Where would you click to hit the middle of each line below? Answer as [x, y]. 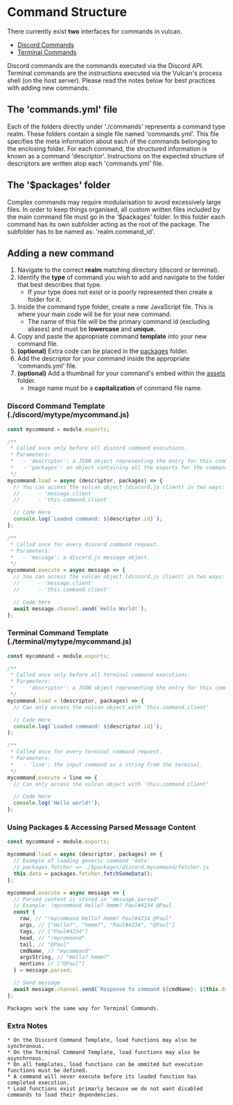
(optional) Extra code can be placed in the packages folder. [103, 351]
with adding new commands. [49, 88]
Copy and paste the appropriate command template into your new [112, 336]
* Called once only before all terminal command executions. [100, 675]
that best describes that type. [59, 285]
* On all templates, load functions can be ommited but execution [105, 1064]
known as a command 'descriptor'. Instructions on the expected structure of [116, 156]
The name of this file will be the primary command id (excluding [119, 322]
